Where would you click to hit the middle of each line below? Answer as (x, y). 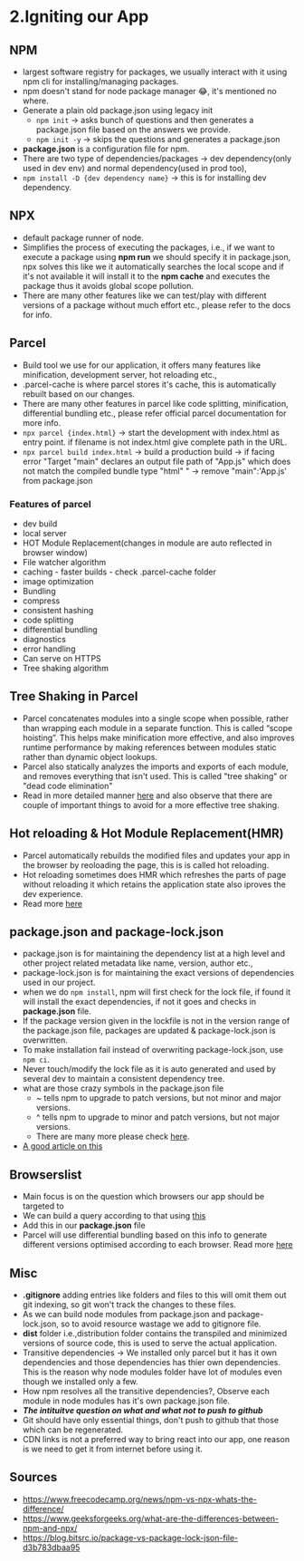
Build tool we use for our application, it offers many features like (141, 365)
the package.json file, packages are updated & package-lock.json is (149, 1031)
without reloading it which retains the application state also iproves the (154, 884)
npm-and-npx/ (50, 1527)
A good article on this (62, 1146)
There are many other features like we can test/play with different (144, 295)
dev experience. (52, 893)
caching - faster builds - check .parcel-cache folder (119, 572)
